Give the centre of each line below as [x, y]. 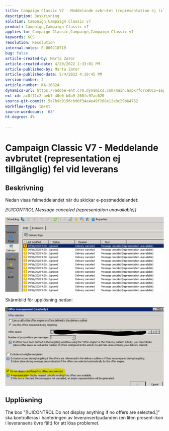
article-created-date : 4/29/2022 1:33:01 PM [53, 64]
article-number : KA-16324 [32, 85]
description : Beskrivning [32, 16]
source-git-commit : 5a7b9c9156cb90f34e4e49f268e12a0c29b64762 [72, 101]
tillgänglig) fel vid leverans [62, 169]
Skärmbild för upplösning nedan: [39, 300]
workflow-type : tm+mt [28, 106]
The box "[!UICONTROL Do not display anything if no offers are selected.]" [82, 412]
